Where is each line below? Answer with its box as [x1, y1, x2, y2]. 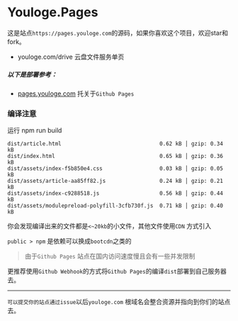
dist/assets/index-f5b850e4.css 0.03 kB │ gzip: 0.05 [7, 165, 223, 172]
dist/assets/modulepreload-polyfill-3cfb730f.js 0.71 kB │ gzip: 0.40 [7, 203, 223, 210]
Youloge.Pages [7, 4, 98, 21]
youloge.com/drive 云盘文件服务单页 [17, 52, 125, 61]
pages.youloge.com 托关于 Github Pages [17, 89, 135, 98]
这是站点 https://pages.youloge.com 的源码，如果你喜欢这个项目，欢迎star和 [7, 28, 229, 37]
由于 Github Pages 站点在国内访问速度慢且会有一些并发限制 [24, 252, 195, 261]
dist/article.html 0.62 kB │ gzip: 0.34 [7, 140, 223, 147]
